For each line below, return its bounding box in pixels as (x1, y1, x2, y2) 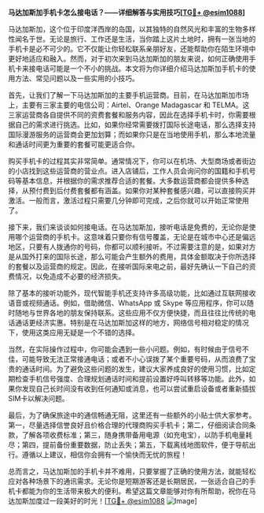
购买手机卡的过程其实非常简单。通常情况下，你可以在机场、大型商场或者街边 (8, 157, 256, 165)
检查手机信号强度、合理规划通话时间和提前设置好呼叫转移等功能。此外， (14, 374, 249, 383)
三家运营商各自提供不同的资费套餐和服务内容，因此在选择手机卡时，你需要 (8, 110, 249, 119)
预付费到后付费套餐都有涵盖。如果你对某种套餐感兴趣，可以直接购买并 (28, 186, 256, 195)
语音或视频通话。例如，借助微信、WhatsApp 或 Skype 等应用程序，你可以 (8, 299, 247, 307)
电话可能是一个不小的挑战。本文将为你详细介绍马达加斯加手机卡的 (35, 64, 249, 73)
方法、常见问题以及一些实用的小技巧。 (14, 74, 139, 83)
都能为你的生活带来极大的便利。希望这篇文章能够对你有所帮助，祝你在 (21, 486, 249, 496)
